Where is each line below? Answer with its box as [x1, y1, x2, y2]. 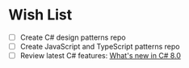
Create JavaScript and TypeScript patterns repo [19, 42, 180, 51]
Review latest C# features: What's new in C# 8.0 [19, 51, 182, 61]
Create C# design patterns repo [19, 32, 127, 42]
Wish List [8, 6, 73, 24]
